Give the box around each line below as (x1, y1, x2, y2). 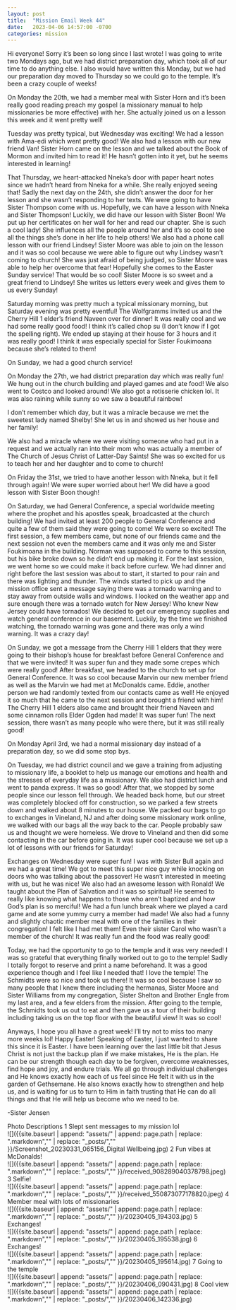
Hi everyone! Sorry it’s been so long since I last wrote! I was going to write (7, 49, 223, 58)
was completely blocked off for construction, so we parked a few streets (7, 798, 218, 807)
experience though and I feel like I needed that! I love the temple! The (7, 969, 209, 977)
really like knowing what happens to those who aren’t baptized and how (7, 895, 216, 903)
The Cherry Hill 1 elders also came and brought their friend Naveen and (7, 703, 215, 712)
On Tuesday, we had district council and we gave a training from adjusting (7, 761, 223, 769)
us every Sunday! (7, 286, 58, 294)
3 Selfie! (7, 1175, 32, 1183)
